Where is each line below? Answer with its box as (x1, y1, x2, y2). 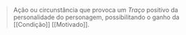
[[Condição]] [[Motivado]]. (13, 21, 90, 28)
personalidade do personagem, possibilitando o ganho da (13, 13, 180, 21)
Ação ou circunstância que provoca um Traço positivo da (13, 6, 179, 14)
